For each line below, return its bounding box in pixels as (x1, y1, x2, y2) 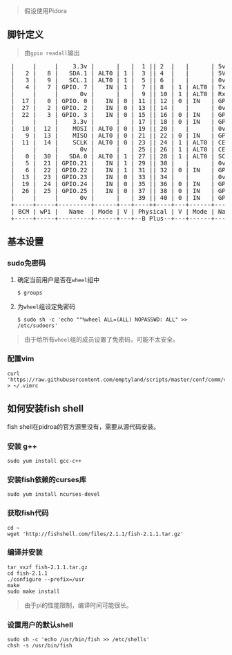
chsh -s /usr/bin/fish (7, 643, 72, 649)
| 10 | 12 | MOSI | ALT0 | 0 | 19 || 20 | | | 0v (10, 124, 226, 132)
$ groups (17, 289, 43, 296)
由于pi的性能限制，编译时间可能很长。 (23, 601, 133, 609)
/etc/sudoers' (17, 322, 58, 329)
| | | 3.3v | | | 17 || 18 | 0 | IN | (10, 118, 215, 125)
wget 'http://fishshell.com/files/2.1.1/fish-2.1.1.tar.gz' (7, 531, 184, 537)
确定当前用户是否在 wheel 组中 (17, 275, 100, 284)
